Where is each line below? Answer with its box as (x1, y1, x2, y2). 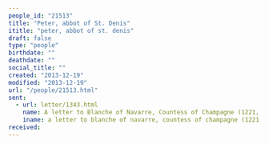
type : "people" (8, 42, 59, 50)
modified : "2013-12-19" (8, 78, 88, 86)
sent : (8, 94, 26, 102)
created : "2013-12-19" (8, 71, 84, 79)
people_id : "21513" (8, 11, 74, 20)
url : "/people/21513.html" (8, 86, 98, 94)
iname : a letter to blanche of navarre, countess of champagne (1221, (22, 116, 263, 124)
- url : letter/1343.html (15, 101, 98, 109)
